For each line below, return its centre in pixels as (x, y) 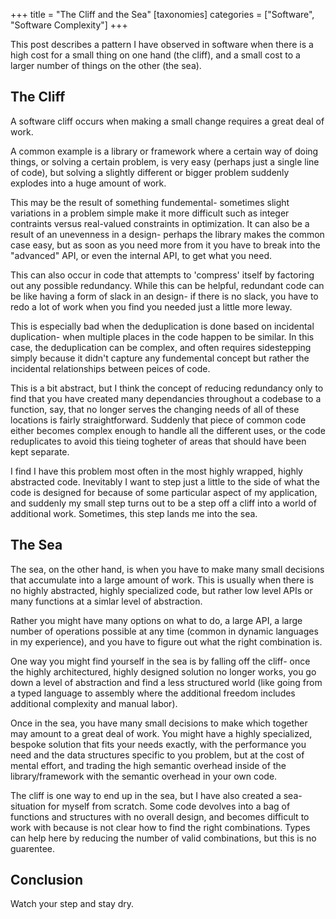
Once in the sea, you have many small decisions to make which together (159, 723)
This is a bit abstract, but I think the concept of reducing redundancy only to (167, 388)
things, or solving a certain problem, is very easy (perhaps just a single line (165, 161)
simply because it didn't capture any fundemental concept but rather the (160, 358)
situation (28, 806)
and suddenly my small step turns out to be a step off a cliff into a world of (163, 503)
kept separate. (40, 451)
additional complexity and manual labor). (94, 703)
